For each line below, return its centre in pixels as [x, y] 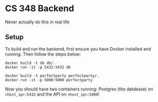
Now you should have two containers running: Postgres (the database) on [79, 89]
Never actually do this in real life [37, 22]
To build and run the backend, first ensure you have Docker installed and [78, 49]
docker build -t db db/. [30, 63]
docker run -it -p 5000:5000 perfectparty [49, 80]
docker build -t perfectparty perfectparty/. [52, 76]
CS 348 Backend [40, 8]
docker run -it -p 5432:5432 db [38, 67]
